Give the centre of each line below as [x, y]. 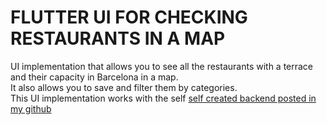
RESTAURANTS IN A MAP [118, 38]
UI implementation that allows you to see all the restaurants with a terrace [162, 66]
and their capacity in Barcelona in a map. [94, 77]
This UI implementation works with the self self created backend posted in [163, 98]
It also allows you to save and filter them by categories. [124, 87]
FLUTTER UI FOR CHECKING [129, 17]
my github [31, 108]
